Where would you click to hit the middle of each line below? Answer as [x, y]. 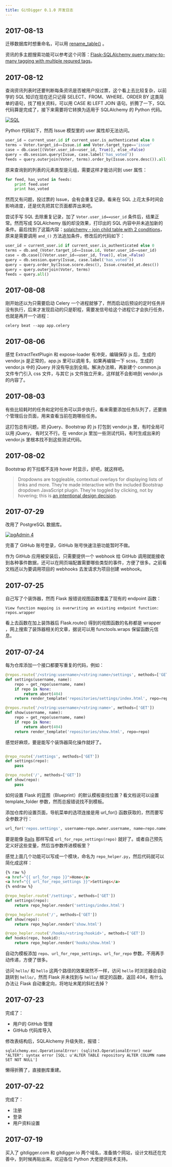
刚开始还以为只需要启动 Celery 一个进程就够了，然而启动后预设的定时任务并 [85, 303]
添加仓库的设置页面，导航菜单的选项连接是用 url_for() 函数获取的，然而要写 [84, 812]
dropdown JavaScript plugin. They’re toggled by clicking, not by [85, 490]
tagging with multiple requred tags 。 [56, 61]
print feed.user [32, 184]
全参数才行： [19, 818]
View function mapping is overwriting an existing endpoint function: [82, 608]
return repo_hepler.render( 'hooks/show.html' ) [65, 943]
